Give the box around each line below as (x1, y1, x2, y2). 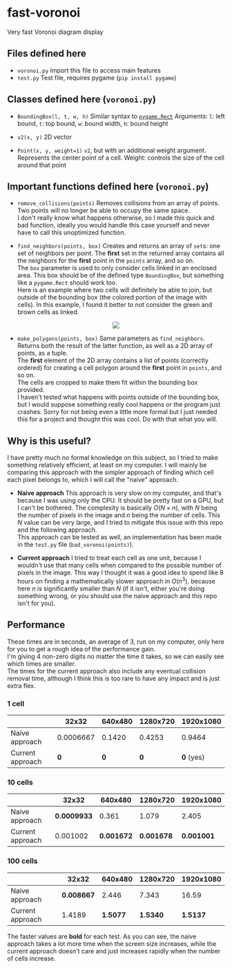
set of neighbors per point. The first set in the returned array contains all (17, 249, 224, 257)
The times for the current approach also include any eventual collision (7, 667, 206, 675)
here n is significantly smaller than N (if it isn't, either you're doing (17, 584, 205, 593)
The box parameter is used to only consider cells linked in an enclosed (17, 264, 217, 272)
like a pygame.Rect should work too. (17, 279, 117, 287)
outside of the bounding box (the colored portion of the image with (17, 293, 207, 301)
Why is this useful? (7, 435, 92, 447)
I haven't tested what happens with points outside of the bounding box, (17, 393, 220, 402)
